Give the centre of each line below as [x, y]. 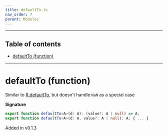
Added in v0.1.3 [21, 127]
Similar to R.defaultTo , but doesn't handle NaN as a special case [70, 95]
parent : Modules [22, 19]
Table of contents [33, 44]
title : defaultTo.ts [27, 10]
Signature [16, 104]
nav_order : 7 [19, 14]
